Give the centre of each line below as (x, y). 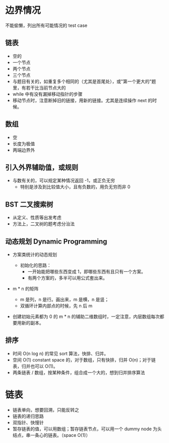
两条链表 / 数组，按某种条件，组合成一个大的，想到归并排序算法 (79, 372)
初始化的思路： (36, 265)
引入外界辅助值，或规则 (42, 167)
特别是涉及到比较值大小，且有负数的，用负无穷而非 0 (75, 187)
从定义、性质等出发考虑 (37, 218)
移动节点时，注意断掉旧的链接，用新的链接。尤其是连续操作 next (80, 100)
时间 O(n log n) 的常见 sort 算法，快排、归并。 (61, 353)
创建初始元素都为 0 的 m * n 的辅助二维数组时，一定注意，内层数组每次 (86, 316)
